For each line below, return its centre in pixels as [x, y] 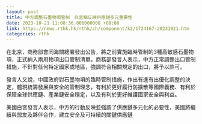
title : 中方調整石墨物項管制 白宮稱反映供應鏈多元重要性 [69, 17]
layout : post [23, 12]
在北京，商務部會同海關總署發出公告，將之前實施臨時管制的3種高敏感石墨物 [100, 52]
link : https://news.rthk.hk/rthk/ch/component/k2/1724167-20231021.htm [98, 28]
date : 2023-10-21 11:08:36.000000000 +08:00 [63, 23]
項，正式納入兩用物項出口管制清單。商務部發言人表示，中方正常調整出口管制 [101, 59]
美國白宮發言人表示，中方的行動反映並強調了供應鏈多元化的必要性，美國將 [98, 107]
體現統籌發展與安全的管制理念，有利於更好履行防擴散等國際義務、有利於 [106, 87]
